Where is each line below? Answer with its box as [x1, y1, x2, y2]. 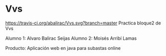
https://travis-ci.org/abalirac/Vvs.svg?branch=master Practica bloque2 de [5, 20, 161, 26]
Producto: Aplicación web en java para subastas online [5, 45, 121, 51]
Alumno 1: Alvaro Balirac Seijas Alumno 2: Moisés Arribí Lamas [5, 35, 137, 41]
